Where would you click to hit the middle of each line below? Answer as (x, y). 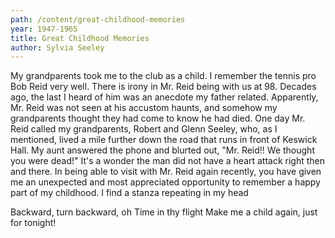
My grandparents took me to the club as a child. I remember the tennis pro (163, 76)
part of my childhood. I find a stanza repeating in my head (129, 193)
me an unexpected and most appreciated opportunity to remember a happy (165, 182)
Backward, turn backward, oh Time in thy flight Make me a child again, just (164, 212)
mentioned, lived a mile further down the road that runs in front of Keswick (164, 140)
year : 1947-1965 (44, 29)
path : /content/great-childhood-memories (98, 19)
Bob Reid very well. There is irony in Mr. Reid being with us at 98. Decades (163, 87)
